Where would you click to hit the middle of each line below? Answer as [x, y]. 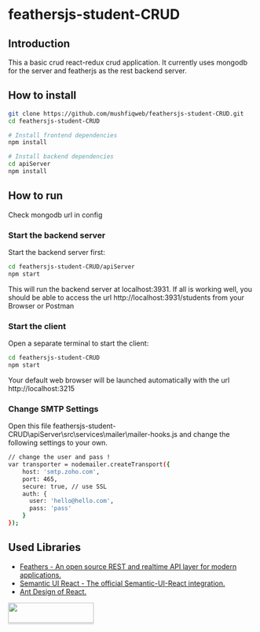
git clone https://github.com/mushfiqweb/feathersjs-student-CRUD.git [126, 113]
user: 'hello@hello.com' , [71, 501]
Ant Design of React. [53, 591]
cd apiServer [29, 164]
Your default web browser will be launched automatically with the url [119, 380]
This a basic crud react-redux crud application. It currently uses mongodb [128, 62]
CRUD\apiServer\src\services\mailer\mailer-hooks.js [93, 434]
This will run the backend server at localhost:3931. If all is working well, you [130, 289]
